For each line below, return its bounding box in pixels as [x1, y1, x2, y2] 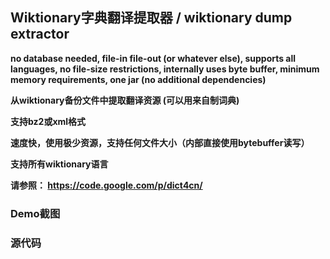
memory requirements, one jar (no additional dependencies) [10, 73, 267, 85]
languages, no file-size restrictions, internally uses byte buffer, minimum [10, 63, 320, 75]
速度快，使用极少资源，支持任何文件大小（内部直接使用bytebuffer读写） [10, 136, 310, 148]
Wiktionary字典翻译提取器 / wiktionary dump [10, 9, 293, 27]
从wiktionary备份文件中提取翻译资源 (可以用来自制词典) [10, 94, 240, 106]
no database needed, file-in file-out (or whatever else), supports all [10, 52, 297, 64]
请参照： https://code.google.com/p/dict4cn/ [10, 179, 203, 191]
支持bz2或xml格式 [10, 115, 87, 127]
